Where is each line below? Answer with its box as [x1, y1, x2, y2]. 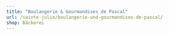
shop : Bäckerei [6, 20, 45, 26]
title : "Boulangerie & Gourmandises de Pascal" [6, 8, 129, 15]
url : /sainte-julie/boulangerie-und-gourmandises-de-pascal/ [6, 14, 164, 20]
